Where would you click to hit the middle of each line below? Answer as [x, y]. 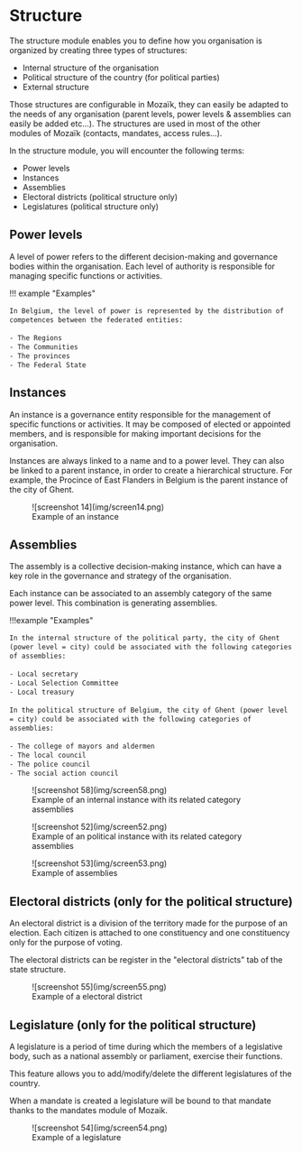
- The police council [50, 765]
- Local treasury [42, 692]
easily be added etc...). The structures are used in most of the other [135, 124]
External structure [56, 87]
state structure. [38, 970]
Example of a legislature [77, 1137]
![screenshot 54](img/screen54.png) [100, 1128]
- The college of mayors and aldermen [82, 746]
